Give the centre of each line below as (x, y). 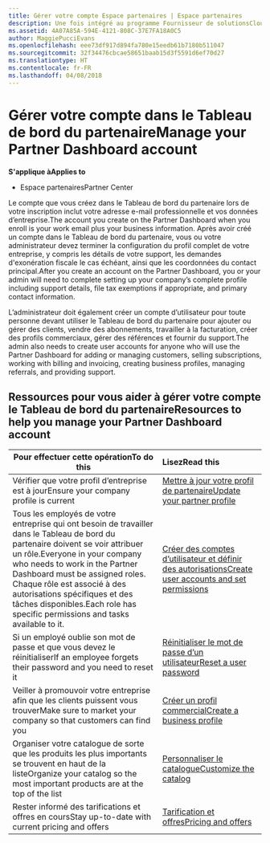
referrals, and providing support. (62, 372)
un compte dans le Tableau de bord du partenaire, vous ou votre (115, 237)
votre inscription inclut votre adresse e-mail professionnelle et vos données (133, 211)
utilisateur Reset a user (204, 662)
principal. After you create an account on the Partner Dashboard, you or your (135, 271)
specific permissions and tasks (71, 614)
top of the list (37, 794)
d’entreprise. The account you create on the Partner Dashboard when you (129, 220)
